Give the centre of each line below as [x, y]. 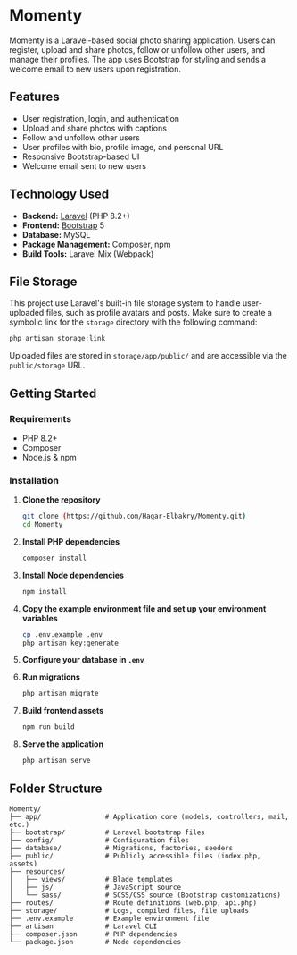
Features [34, 97]
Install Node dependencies [73, 575]
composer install [54, 558]
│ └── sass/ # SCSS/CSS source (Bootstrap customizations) [145, 895]
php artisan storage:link [57, 339]
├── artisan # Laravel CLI [83, 926]
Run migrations [51, 677]
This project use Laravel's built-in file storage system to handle [125, 303]
